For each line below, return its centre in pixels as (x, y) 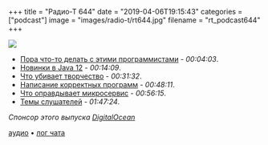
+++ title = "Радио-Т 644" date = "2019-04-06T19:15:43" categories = (126, 12)
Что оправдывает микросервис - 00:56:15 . (93, 93)
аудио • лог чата (37, 133)
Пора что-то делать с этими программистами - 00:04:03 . (119, 59)
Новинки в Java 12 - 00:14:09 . (71, 68)
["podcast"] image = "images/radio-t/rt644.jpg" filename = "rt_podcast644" (134, 20)
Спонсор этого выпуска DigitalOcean (72, 117)
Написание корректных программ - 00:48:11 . (97, 85)
